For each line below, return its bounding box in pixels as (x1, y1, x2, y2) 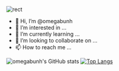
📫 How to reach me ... (15, 44, 72, 51)
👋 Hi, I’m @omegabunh (15, 18, 73, 24)
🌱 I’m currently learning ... (15, 30, 80, 38)
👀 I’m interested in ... (15, 24, 67, 31)
